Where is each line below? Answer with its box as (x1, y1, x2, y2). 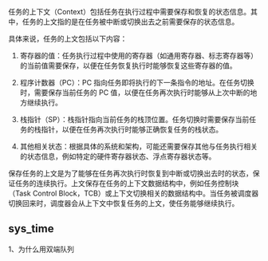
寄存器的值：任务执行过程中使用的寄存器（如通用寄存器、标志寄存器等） (19, 51, 258, 60)
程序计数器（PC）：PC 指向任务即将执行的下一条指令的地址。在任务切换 (19, 78, 255, 87)
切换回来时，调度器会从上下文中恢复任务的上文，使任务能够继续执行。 (8, 199, 239, 208)
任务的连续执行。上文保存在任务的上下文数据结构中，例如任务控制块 (14, 179, 239, 188)
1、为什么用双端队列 (8, 244, 74, 254)
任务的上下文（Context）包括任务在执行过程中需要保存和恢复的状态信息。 (8, 7, 251, 16)
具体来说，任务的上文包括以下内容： (8, 34, 128, 43)
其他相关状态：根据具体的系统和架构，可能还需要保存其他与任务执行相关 (19, 142, 258, 151)
